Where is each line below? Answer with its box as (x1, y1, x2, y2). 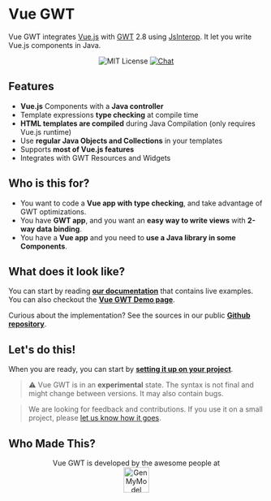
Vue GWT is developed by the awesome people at (52, 458, 221, 468)
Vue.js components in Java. (8, 40, 101, 50)
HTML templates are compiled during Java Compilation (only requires (19, 119, 256, 128)
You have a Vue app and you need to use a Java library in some (19, 232, 237, 242)
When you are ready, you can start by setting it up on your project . (8, 365, 234, 374)
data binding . (36, 224, 83, 234)
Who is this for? (8, 176, 90, 191)
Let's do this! (8, 343, 76, 356)
